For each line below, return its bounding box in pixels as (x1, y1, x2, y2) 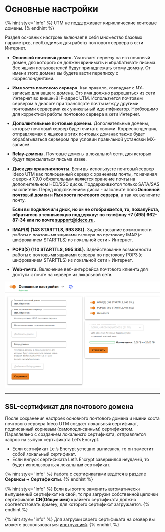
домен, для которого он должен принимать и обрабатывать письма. (12, 59, 157, 65)
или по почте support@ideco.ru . (26, 217, 95, 223)
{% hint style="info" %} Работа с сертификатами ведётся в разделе (5, 471, 146, 477)
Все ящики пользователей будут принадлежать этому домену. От (12, 65, 151, 71)
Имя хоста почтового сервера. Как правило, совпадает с (12, 85, 135, 90)
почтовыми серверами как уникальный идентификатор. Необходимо (12, 106, 158, 112)
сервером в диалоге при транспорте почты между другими (12, 100, 138, 106)
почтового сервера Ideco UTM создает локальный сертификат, (5, 420, 138, 426)
